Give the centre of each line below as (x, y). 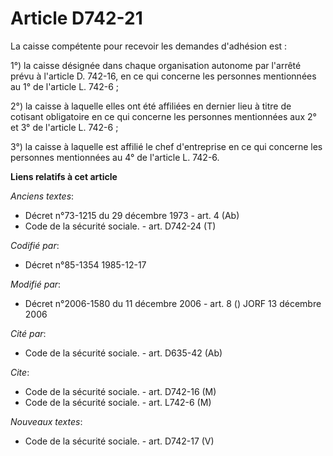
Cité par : (28, 333)
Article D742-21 (76, 18)
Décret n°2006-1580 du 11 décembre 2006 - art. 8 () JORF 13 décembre (173, 303)
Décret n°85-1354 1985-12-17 (85, 264)
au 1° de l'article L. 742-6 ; (65, 86)
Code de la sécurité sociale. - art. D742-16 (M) (120, 391)
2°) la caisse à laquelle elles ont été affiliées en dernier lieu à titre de (151, 106)
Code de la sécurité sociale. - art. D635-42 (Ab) (123, 353)
